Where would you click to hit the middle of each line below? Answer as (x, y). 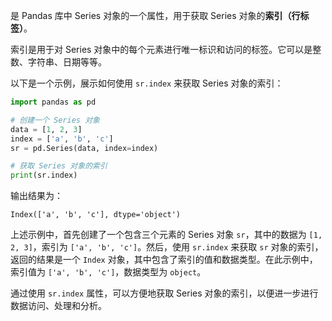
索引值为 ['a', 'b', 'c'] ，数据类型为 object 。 (108, 272)
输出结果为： (36, 196)
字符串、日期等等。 (67, 62)
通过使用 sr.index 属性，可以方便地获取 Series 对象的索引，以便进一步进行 (164, 293)
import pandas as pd (53, 102)
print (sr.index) (44, 175)
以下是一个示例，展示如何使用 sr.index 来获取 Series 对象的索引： (147, 83)
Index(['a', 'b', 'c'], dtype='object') (96, 215)
